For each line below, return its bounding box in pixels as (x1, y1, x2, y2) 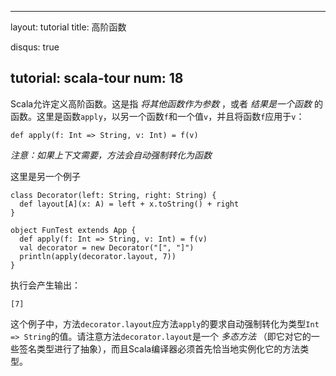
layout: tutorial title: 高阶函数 (10, 21, 127, 33)
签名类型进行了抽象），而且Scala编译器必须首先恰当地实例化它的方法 (18, 342, 301, 355)
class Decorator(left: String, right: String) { (10, 190, 217, 200)
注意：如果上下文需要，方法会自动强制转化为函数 (10, 149, 212, 161)
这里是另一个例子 (10, 170, 81, 182)
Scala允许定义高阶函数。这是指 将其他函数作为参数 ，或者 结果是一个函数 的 (10, 97, 323, 110)
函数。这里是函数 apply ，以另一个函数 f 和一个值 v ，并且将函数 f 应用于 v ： (10, 110, 305, 122)
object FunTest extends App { (10, 225, 137, 235)
